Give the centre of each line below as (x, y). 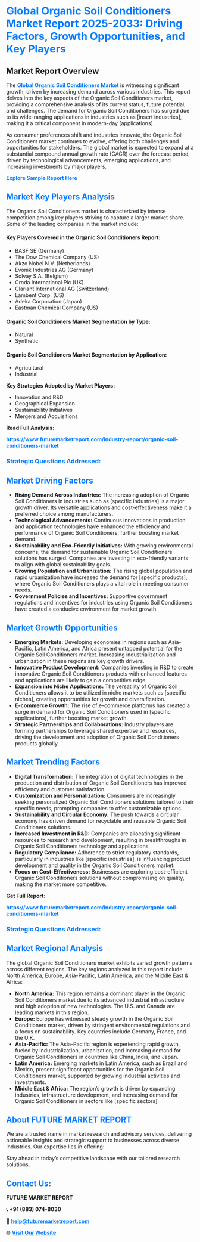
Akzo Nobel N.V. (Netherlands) (52, 264)
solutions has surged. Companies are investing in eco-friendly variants (101, 558)
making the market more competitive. (61, 884)
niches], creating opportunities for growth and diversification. (90, 699)
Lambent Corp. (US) (39, 295)
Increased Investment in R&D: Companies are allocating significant (98, 834)
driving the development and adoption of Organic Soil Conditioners (97, 737)
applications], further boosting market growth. (71, 718)
